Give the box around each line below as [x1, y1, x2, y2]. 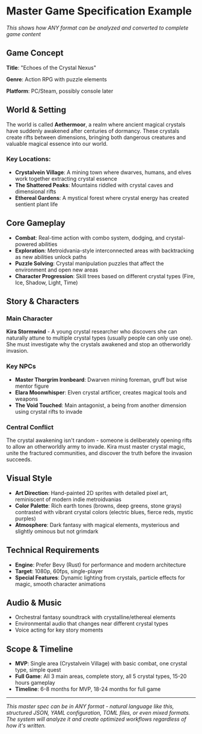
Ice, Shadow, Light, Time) [14, 279, 78, 286]
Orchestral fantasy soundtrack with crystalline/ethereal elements [14, 614, 176, 621]
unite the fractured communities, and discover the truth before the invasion [6, 449, 192, 456]
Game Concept [6, 48, 64, 58]
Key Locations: [6, 155, 51, 163]
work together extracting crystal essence [14, 175, 117, 182]
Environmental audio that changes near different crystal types [14, 620, 168, 627]
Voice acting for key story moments [14, 626, 103, 633]
